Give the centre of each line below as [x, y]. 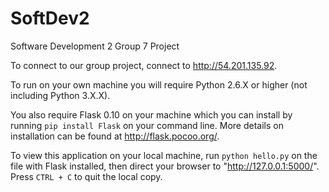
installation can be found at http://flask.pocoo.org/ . [115, 136]
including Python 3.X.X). [60, 95]
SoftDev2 [50, 18]
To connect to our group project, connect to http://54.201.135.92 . [144, 65]
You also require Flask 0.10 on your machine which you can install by [151, 114]
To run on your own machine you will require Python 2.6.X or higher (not [159, 84]
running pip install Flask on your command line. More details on [147, 125]
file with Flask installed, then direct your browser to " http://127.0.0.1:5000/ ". [165, 166]
